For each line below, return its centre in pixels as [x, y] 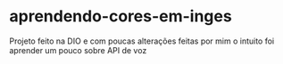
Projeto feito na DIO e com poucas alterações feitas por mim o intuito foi [142, 41]
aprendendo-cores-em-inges [121, 16]
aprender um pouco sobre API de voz [78, 50]
